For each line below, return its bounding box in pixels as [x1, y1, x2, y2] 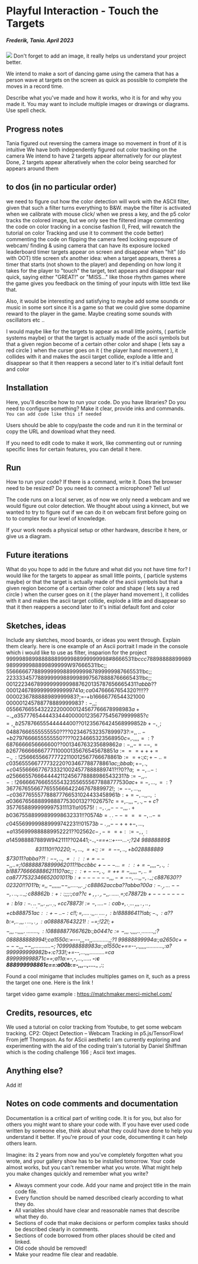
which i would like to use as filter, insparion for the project [6, 649, 147, 656]
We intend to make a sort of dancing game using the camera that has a [6, 70, 179, 78]
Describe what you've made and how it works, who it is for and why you [6, 94, 182, 101]
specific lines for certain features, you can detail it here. [6, 446, 142, 453]
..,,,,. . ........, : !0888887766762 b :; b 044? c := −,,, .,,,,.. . [14, 927, 142, 937]
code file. [14, 1188, 38, 1195]
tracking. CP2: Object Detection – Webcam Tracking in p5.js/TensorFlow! [6, 1029, 184, 1036]
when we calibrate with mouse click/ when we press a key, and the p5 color [6, 210, 190, 217]
